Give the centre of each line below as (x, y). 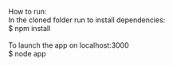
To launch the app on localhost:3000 (69, 45)
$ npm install (29, 28)
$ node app (27, 54)
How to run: (28, 12)
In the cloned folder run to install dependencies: (87, 20)
